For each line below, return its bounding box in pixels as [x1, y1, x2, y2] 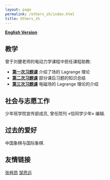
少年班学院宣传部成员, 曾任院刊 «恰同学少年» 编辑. [5, 110, 106, 116]
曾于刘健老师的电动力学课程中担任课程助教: [5, 59, 92, 65]
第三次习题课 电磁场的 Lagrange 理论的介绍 [12, 81, 99, 87]
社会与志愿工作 [5, 97, 50, 105]
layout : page [5, 7, 31, 12]
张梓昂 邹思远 [5, 169, 32, 175]
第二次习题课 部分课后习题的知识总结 [12, 75, 86, 81]
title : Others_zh [5, 16, 40, 21]
